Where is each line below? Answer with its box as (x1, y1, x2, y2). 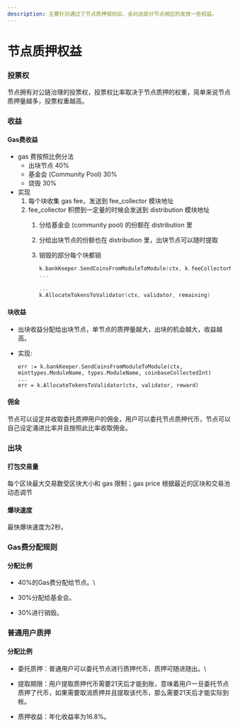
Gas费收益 (7, 135, 38, 144)
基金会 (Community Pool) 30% (28, 170, 118, 178)
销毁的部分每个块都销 (38, 251, 101, 259)
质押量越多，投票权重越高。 (7, 97, 89, 105)
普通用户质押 (7, 628, 52, 638)
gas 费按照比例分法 (17, 152, 74, 161)
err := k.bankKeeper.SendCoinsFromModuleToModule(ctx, (17, 363, 183, 370)
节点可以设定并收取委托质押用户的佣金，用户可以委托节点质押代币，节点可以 (7, 415, 231, 424)
